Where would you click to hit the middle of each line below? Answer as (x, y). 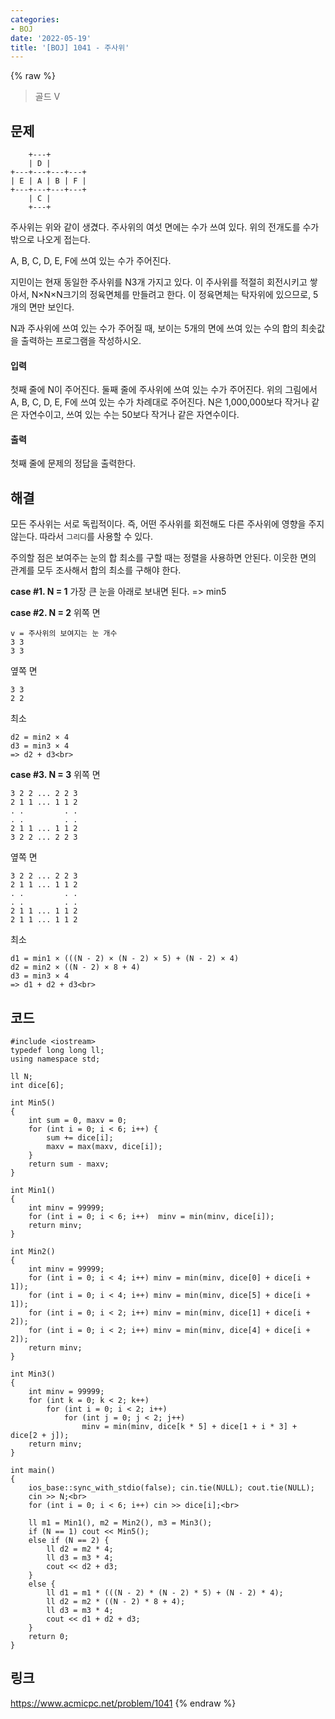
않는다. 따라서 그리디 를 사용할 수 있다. (82, 537)
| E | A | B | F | (48, 181)
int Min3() (33, 1374)
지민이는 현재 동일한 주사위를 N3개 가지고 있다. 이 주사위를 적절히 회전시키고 (159, 282)
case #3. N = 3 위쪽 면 (55, 775)
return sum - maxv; (69, 1164)
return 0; (49, 1637)
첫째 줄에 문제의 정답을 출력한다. (73, 463)
